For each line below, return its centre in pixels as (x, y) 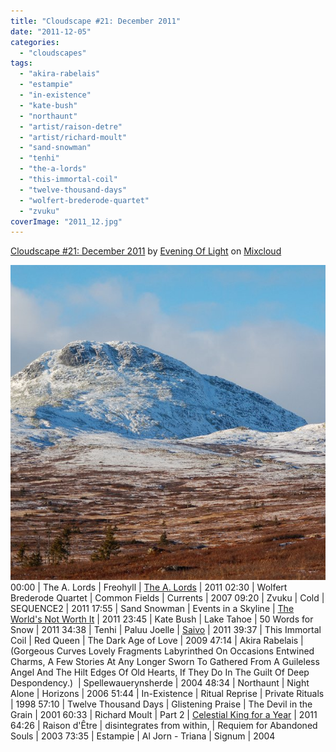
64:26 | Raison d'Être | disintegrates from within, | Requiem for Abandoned (164, 726)
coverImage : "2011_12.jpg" (66, 221)
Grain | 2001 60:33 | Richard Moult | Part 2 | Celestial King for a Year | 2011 (164, 715)
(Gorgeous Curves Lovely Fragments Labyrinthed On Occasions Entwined (162, 651)
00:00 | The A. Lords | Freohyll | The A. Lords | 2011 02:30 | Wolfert (149, 587)
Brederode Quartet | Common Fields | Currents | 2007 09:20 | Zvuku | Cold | (167, 598)
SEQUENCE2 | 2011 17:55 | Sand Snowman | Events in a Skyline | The (152, 609)
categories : (35, 42)
